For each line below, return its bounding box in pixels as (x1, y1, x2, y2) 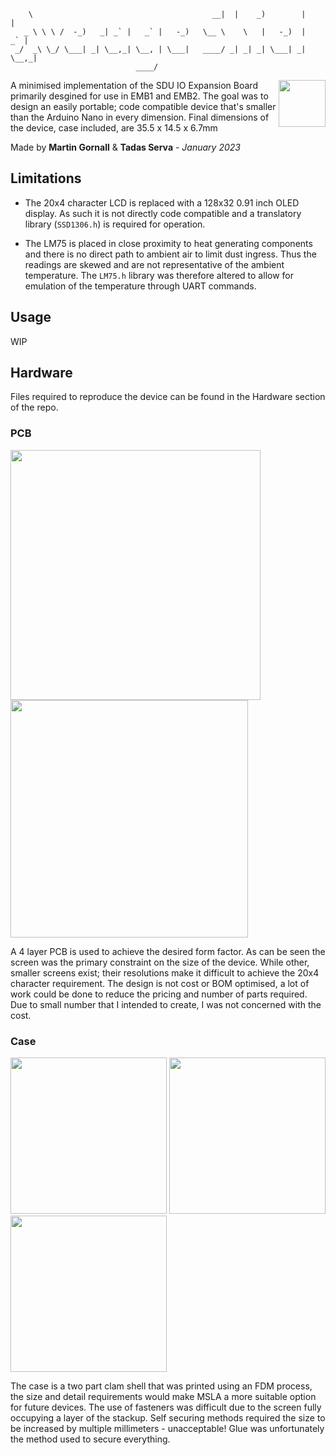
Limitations (10, 170, 82, 187)
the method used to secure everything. (10, 1433, 171, 1445)
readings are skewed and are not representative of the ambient (24, 258, 285, 270)
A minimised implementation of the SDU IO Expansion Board (10, 80, 258, 91)
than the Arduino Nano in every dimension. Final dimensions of (10, 111, 270, 123)
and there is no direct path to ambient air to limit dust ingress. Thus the (24, 248, 317, 260)
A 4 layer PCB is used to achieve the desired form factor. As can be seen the (10, 945, 326, 957)
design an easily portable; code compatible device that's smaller (10, 101, 277, 112)
